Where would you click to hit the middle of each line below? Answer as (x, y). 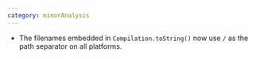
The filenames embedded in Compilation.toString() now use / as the (134, 38)
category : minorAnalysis (48, 15)
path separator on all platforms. (70, 46)
